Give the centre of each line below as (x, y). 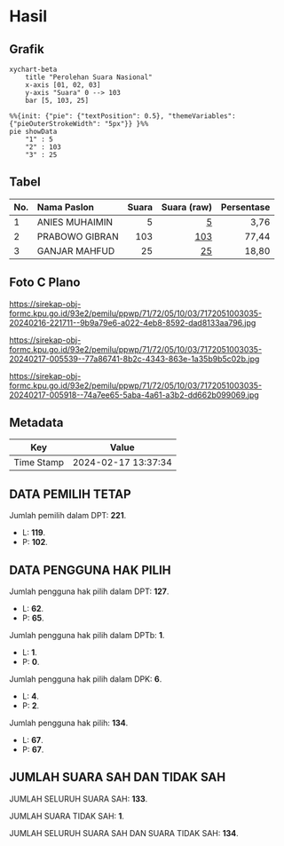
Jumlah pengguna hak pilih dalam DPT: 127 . (89, 591)
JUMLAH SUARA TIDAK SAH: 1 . (67, 816)
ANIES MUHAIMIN (75, 222)
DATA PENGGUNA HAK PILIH (90, 570)
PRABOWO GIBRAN (78, 236)
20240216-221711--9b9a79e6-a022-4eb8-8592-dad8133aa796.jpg (133, 322)
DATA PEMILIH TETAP (70, 494)
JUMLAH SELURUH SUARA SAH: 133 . (79, 799)
